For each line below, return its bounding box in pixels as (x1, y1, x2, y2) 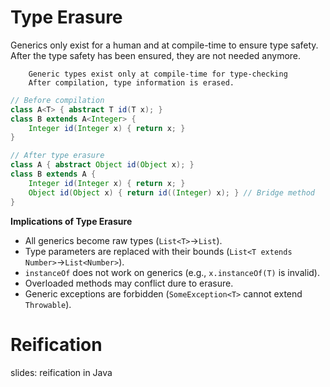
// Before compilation (10, 95, 105, 105)
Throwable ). (24, 298, 72, 310)
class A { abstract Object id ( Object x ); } (10, 160, 195, 170)
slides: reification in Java (10, 366, 113, 378)
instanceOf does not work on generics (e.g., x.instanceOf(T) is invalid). (24, 266, 320, 278)
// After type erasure (10, 151, 105, 161)
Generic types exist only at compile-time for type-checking (28, 69, 288, 79)
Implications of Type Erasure (10, 215, 133, 227)
